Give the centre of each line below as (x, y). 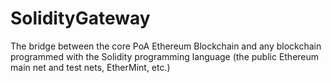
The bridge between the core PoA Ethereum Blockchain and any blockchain (166, 46)
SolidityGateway (80, 18)
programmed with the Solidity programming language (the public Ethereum (165, 56)
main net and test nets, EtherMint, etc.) (90, 67)
